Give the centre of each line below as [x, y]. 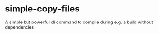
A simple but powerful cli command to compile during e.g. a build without [79, 22]
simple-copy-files [42, 9]
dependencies [20, 27]
